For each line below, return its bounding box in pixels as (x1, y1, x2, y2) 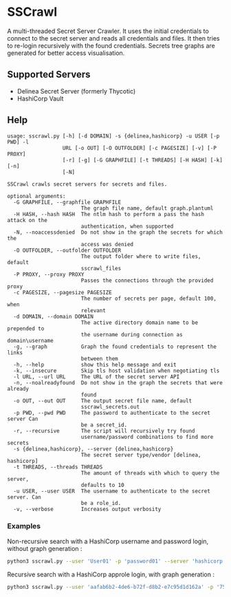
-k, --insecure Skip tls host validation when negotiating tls (13, 367, 220, 374)
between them (80, 355, 118, 362)
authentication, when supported (80, 223, 174, 230)
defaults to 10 (80, 481, 125, 488)
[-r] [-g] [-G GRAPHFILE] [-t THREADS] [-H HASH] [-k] (62, 156, 223, 164)
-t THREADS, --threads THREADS (13, 464, 103, 470)
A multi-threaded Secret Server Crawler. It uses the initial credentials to (7, 27, 210, 35)
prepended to (7, 325, 45, 332)
